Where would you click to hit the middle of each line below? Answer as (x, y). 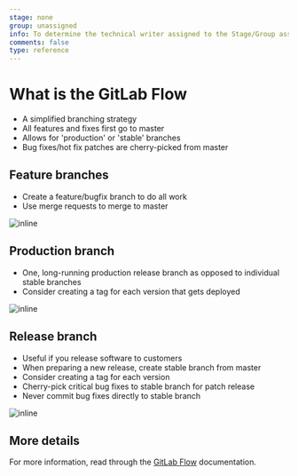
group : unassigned (43, 26)
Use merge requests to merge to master (95, 206)
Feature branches (59, 175)
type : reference (39, 51)
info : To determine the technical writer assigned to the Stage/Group (142, 34)
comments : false (39, 42)
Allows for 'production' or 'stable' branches (101, 138)
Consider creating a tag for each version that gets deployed (131, 291)
